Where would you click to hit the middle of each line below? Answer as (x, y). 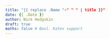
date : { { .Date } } (25, 15)
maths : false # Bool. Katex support (44, 29)
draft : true (18, 24)
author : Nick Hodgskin (29, 19)
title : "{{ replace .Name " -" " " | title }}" (55, 10)
